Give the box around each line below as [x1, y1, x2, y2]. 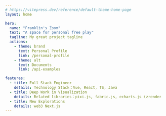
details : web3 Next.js [14, 104, 61, 109]
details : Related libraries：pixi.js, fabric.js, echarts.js [14, 94, 142, 99]
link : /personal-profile [18, 53, 70, 58]
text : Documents [18, 62, 52, 67]
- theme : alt [14, 58, 41, 62]
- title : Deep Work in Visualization [9, 90, 87, 95]
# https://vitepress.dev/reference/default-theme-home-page [5, 7, 132, 12]
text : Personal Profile [18, 48, 68, 54]
